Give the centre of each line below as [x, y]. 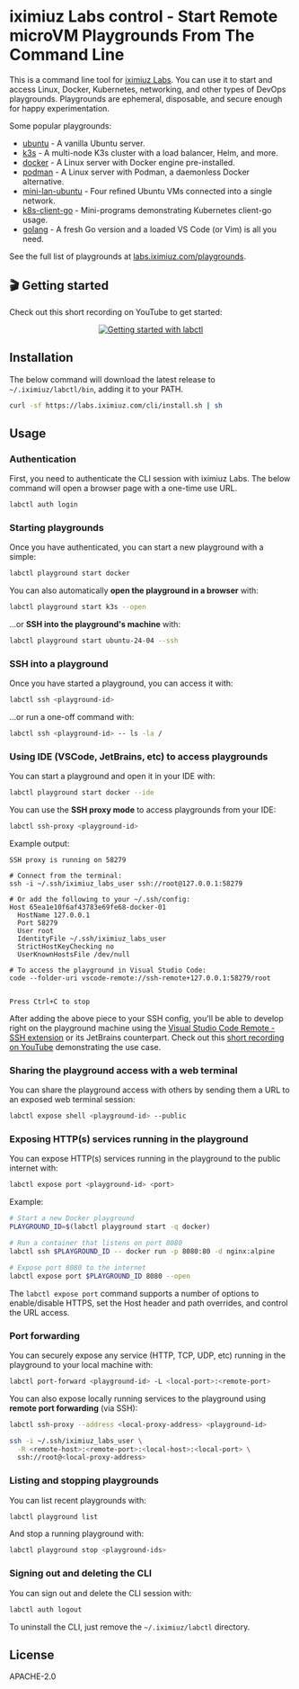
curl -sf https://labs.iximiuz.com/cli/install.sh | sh [116, 405]
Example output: [40, 844]
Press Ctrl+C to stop [50, 1002]
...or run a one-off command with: [72, 717]
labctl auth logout [46, 1609]
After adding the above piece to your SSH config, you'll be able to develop [147, 1019]
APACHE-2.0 [33, 1676]
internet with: [34, 1168]
